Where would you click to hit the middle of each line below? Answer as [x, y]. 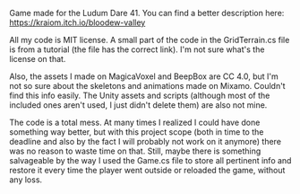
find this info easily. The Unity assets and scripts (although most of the [140, 95]
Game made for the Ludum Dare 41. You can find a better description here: [147, 13]
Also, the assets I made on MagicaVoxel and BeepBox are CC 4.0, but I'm [144, 76]
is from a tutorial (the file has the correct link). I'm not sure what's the [137, 49]
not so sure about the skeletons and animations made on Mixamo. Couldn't [147, 86]
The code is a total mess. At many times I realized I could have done [135, 122]
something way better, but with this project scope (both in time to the [137, 132]
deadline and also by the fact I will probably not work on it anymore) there [146, 141]
